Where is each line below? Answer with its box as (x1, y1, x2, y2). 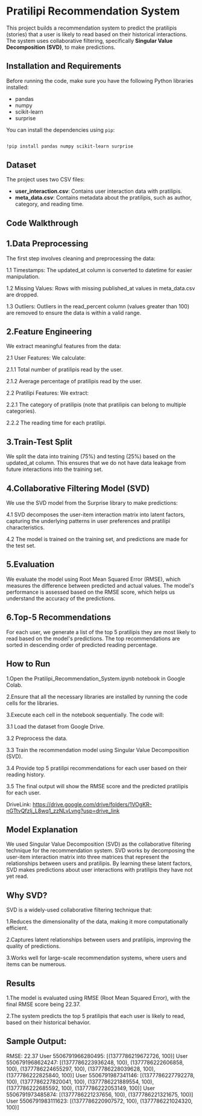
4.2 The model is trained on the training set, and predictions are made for (6, 536, 188, 543)
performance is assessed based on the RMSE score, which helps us (6, 588, 175, 595)
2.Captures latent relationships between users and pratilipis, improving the (6, 936, 191, 944)
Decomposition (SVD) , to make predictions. (6, 44, 116, 51)
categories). (6, 407, 37, 415)
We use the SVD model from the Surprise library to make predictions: (6, 499, 178, 507)
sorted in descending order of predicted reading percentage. (6, 641, 158, 648)
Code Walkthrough (6, 218, 78, 228)
